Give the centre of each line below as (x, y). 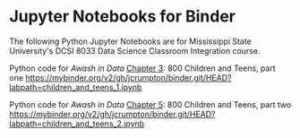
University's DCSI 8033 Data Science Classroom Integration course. (135, 50)
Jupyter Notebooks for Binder (122, 17)
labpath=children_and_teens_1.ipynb (76, 87)
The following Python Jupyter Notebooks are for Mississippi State (131, 41)
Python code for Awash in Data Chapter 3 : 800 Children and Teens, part (142, 68)
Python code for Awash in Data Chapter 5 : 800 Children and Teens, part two (150, 104)
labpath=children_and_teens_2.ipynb (77, 124)
